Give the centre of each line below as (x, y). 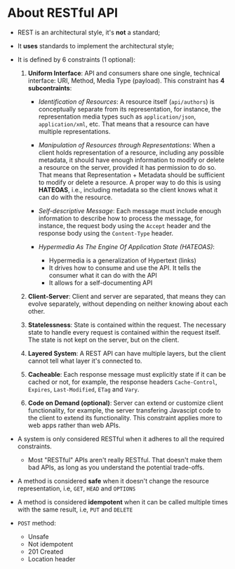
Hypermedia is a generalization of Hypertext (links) (122, 260)
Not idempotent (51, 544)
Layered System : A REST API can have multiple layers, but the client (127, 353)
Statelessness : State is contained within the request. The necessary (127, 325)
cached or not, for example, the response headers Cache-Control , (122, 382)
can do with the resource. (75, 197)
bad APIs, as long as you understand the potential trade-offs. (116, 467)
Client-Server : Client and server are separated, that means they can (127, 296)
